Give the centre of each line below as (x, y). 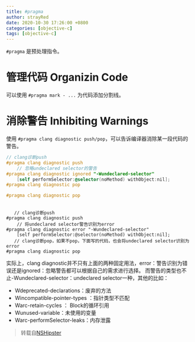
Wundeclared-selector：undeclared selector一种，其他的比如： (91, 278)
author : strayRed (27, 17)
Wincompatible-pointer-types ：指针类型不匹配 (72, 298)
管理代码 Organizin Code (67, 77)
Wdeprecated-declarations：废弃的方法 (63, 290)
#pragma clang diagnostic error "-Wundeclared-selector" (78, 229)
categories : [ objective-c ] (39, 28)
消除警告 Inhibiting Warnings (77, 121)
